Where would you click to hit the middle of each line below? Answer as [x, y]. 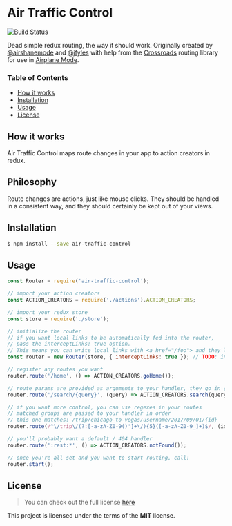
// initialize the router [44, 331]
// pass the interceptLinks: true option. [69, 344]
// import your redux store [48, 312]
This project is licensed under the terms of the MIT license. [91, 516]
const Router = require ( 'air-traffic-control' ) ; [78, 281]
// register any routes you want [55, 370]
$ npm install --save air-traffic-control [69, 244]
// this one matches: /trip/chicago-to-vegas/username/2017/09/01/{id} [112, 420]
